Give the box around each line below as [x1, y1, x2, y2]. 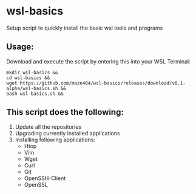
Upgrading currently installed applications [15, 129, 120, 137]
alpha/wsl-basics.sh [6, 85, 59, 91]
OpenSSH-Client [24, 174, 66, 182]
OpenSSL [24, 181, 49, 188]
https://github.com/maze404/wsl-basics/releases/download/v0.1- [19, 80, 186, 86]
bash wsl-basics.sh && [6, 91, 64, 97]
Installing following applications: [15, 136, 96, 143]
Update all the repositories [15, 123, 82, 131]
